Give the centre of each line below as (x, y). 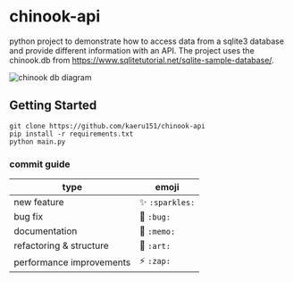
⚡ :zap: (155, 261)
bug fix (28, 217)
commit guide (40, 164)
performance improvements (72, 262)
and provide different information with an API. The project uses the (132, 50)
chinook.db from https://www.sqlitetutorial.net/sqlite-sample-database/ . (142, 60)
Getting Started (53, 106)
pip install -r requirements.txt (71, 134)
